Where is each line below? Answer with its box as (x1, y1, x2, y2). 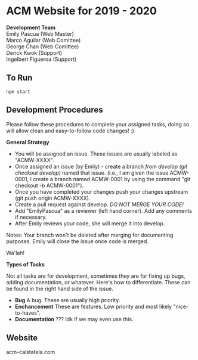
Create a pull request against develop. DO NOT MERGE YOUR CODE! (14, 201, 184, 208)
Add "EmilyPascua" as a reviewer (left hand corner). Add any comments (14, 207, 193, 214)
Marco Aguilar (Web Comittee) (6, 36, 81, 44)
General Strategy (6, 138, 49, 145)
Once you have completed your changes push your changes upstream (14, 188, 188, 195)
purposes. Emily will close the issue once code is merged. (6, 237, 149, 245)
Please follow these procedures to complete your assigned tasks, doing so (6, 120, 190, 128)
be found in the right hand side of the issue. (6, 285, 114, 292)
